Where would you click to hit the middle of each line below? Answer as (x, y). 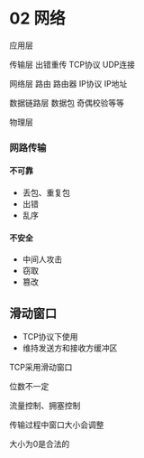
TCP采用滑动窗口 (41, 368)
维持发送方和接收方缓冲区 (70, 348)
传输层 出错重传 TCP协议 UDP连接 (72, 64)
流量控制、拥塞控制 (45, 406)
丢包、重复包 (46, 193)
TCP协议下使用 (50, 337)
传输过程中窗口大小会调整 (57, 425)
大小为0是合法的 (40, 444)
